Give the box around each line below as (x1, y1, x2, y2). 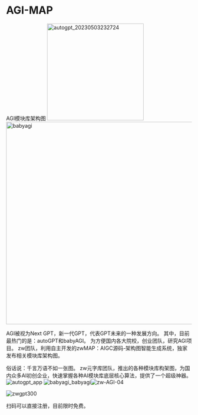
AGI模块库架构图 (6, 115, 46, 122)
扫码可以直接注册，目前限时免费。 (6, 402, 89, 409)
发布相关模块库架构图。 (6, 352, 63, 359)
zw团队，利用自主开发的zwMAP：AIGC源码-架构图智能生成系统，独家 (17, 344, 188, 352)
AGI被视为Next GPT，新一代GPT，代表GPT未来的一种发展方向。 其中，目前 (6, 329, 190, 337)
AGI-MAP (6, 4, 53, 17)
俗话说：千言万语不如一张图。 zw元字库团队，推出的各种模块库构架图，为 (6, 364, 186, 371)
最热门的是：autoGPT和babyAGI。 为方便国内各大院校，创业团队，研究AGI (6, 337, 187, 344)
